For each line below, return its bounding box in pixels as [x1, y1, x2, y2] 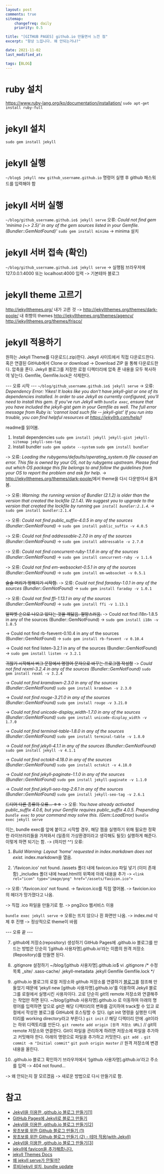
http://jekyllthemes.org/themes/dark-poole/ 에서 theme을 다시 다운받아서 [5, 476, 148, 482]
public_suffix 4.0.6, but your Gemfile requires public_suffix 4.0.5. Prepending [5, 807, 159, 813]
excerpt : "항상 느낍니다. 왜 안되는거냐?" [5, 39, 81, 44]
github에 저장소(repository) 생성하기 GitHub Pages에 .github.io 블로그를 [12, 940, 153, 946]
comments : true [5, 12, 37, 17]
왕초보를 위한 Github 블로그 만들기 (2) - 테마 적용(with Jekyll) [12, 1134, 131, 1140]
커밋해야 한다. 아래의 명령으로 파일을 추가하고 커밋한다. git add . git [18, 1034, 151, 1040]
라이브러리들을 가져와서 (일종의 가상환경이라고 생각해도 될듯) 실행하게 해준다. [10, 833, 158, 839]
